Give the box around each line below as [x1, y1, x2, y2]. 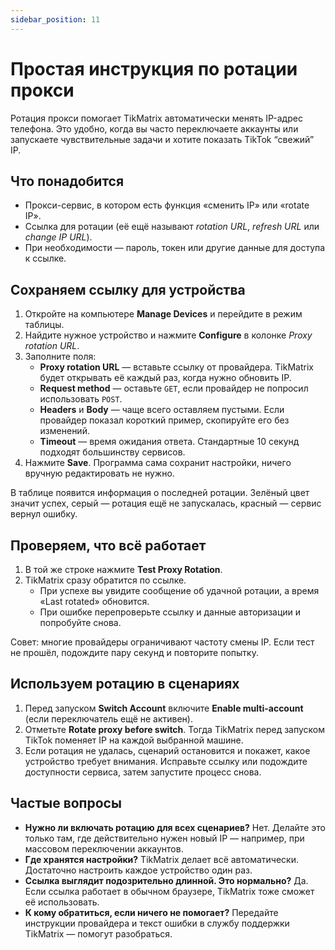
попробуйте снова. [39, 617, 122, 628]
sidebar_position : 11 [10, 14, 101, 25]
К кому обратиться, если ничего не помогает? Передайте [24, 906, 279, 918]
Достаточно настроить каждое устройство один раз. [24, 864, 253, 876]
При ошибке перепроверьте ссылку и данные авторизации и [39, 606, 302, 618]
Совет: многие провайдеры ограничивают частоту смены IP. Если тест [10, 636, 315, 648]
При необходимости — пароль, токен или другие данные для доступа [24, 242, 326, 254]
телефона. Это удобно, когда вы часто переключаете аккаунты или [10, 122, 299, 135]
